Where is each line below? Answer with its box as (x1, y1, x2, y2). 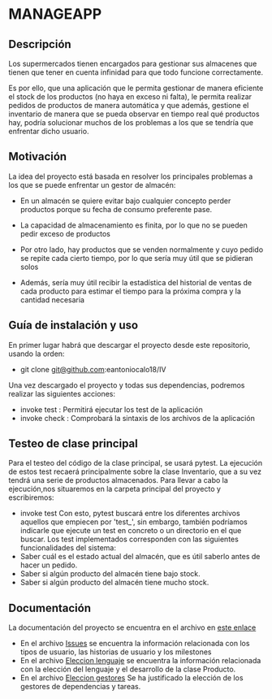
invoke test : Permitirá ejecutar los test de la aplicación (19, 404, 203, 415)
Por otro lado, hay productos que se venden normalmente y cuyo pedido (19, 245, 264, 254)
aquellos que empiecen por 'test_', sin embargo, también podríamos (19, 517, 248, 527)
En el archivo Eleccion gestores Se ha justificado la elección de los (19, 673, 244, 683)
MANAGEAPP (8, 5, 102, 24)
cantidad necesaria (19, 294, 85, 305)
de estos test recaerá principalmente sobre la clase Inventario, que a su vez (8, 467, 262, 476)
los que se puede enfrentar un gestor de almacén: (8, 180, 176, 189)
